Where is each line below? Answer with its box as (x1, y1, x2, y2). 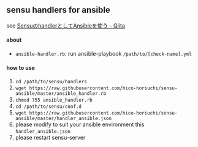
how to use (6, 64, 36, 71)
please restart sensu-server (15, 134, 86, 141)
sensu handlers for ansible (6, 5, 110, 15)
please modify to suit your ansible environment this (15, 121, 145, 128)
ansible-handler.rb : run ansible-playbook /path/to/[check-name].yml (15, 50, 192, 58)
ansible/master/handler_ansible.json (15, 116, 112, 122)
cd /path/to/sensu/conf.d (15, 104, 82, 110)
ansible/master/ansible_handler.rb (15, 91, 107, 97)
